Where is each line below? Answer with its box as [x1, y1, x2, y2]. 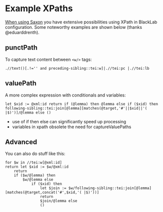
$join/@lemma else [40, 198, 78, 204]
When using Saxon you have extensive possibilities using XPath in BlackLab [5, 19, 158, 25]
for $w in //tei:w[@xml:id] [5, 160, 62, 165]
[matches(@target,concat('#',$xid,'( [5, 190, 82, 195]
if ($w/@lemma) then [14, 173, 56, 178]
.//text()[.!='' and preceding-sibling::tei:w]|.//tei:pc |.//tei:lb [5, 66, 150, 71]
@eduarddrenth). [5, 29, 40, 35]
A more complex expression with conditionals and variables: [5, 92, 126, 98]
